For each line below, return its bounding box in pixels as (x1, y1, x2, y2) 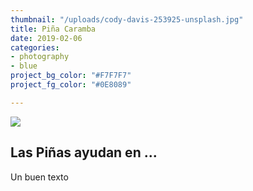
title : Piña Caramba (10, 24, 97, 34)
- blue (10, 61, 38, 71)
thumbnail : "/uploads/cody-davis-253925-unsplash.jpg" (10, 14, 244, 25)
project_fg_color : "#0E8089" (10, 80, 132, 90)
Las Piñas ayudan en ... (10, 144, 158, 161)
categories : (10, 42, 60, 53)
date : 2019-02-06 (10, 33, 83, 43)
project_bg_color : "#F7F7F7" (10, 71, 132, 81)
